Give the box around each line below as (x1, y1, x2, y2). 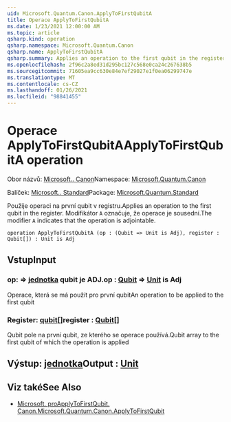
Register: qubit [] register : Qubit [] (7, 315, 120, 324)
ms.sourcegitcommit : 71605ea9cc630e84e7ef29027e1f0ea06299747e (7, 67, 192, 74)
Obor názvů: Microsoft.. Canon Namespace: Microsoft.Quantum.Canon (7, 175, 206, 183)
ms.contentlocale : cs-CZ (7, 81, 78, 87)
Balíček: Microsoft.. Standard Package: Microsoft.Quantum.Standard (7, 188, 199, 196)
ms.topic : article (7, 29, 60, 36)
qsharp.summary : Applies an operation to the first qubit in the (7, 55, 198, 62)
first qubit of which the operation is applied (7, 338, 129, 346)
